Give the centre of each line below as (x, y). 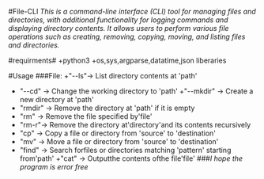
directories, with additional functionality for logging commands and (118, 20)
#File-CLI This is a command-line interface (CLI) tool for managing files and (132, 11)
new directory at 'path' (57, 99)
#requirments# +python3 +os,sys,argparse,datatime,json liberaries (117, 60)
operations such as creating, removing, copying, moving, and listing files (127, 36)
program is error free (54, 167)
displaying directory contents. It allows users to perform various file (119, 28)
